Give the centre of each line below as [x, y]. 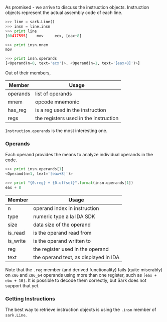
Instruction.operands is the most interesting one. [56, 131]
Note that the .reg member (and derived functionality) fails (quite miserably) [84, 270]
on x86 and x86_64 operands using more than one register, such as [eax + [81, 275]
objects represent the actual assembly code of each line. [64, 13]
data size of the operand [62, 225]
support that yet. [22, 285]
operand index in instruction [66, 208]
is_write [17, 241]
